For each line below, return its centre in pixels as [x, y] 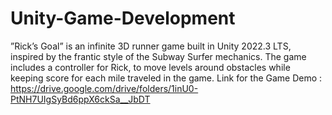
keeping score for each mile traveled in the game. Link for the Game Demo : [166, 78]
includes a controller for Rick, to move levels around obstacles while [150, 67]
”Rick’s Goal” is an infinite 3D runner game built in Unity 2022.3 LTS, [151, 46]
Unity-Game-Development [123, 18]
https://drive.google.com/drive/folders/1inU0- [104, 88]
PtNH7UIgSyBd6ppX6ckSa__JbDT [80, 99]
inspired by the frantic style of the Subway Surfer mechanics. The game [158, 56]
